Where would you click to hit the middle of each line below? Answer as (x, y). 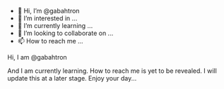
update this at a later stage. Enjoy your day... (72, 78)
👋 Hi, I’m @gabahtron (48, 11)
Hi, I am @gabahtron (37, 57)
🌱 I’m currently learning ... (55, 26)
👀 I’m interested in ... (47, 18)
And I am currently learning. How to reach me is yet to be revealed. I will (112, 71)
